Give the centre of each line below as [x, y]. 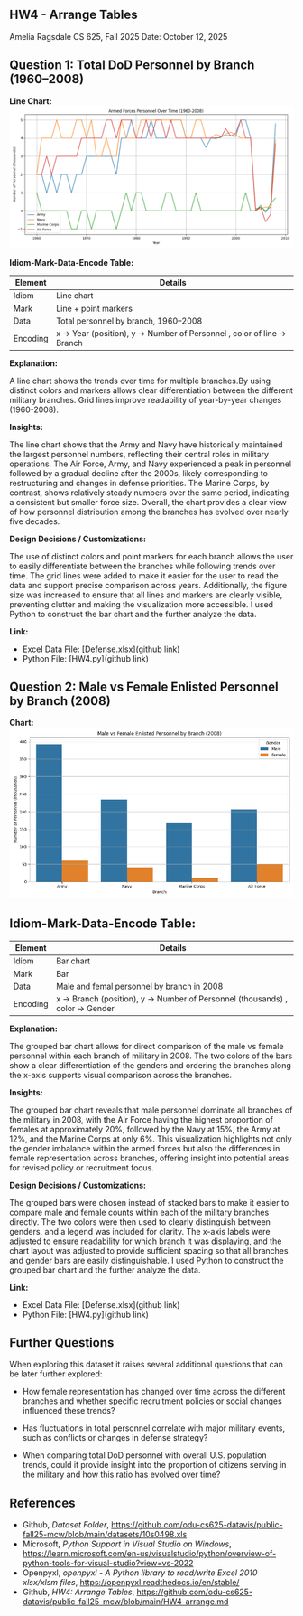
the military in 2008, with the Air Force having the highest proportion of [141, 1119]
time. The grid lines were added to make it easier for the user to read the [144, 575]
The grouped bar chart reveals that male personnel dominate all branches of [151, 1110]
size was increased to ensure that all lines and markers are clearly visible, [146, 595]
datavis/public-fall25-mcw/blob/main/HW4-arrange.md [125, 1602]
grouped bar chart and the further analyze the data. [105, 1270]
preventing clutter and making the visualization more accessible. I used [141, 604]
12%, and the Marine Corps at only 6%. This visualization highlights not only [151, 1139]
